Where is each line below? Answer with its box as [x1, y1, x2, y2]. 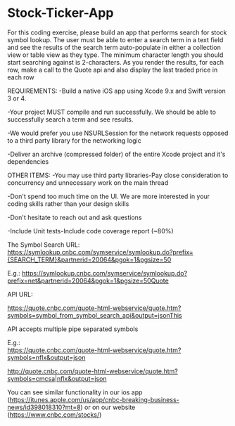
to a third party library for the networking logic [7, 136, 142, 145]
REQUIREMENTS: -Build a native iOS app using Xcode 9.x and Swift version [7, 86, 227, 95]
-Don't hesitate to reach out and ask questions [7, 213, 142, 221]
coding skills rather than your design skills [7, 199, 129, 208]
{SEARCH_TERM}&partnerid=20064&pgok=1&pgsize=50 [7, 255, 172, 264]
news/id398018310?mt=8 [7, 403, 81, 411]
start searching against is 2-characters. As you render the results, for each [7, 58, 224, 66]
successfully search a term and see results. [7, 115, 134, 124]
